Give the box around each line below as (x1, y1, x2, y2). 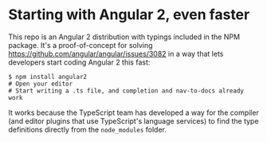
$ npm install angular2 (8, 73, 88, 81)
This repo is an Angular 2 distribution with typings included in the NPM (8, 32, 241, 41)
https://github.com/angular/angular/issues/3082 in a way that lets (8, 49, 224, 58)
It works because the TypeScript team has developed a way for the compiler (8, 108, 259, 117)
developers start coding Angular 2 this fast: (8, 57, 151, 67)
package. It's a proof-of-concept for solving (8, 40, 153, 49)
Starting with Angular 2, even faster (8, 6, 250, 24)
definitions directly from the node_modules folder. (8, 124, 167, 134)
